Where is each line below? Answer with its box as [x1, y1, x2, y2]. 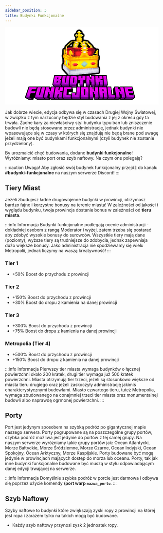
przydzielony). [5, 140, 34, 146]
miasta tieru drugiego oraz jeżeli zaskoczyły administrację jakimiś [5, 382, 136, 387]
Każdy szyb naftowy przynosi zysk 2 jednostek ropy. [12, 522, 118, 528]
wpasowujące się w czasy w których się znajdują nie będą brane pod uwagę [5, 130, 159, 136]
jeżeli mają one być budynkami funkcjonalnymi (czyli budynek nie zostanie [5, 135, 155, 141]
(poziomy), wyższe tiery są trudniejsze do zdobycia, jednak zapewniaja [5, 237, 148, 243]
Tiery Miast [5, 184, 40, 192]
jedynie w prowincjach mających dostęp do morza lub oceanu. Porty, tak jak [5, 455, 158, 461]
